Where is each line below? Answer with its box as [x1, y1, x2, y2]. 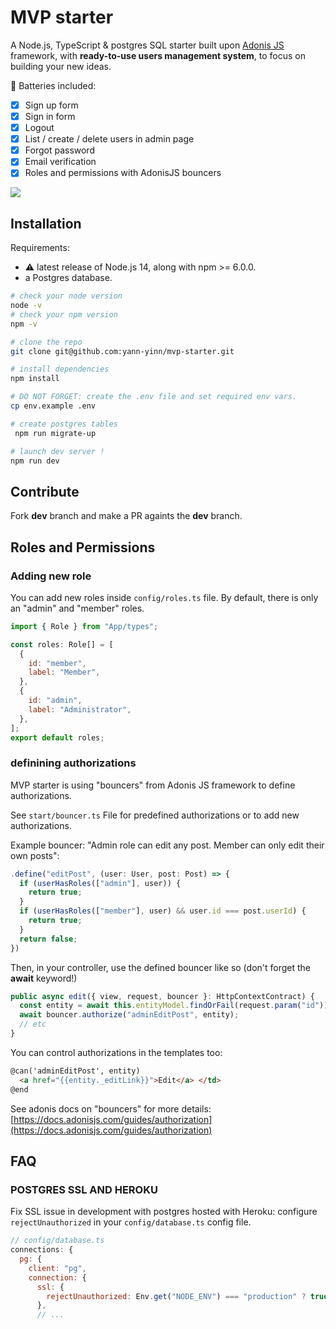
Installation [10, 215, 82, 232]
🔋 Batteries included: [10, 79, 97, 91]
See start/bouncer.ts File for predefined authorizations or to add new [10, 809, 300, 821]
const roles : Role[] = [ [10, 639, 114, 650]
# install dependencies [10, 364, 110, 375]
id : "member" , [28, 658, 87, 668]
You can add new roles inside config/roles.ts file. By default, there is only [10, 591, 319, 603]
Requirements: [10, 242, 70, 254]
